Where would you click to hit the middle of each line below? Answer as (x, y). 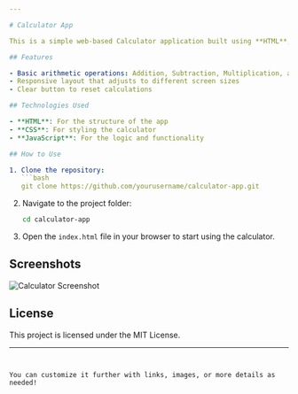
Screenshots (45, 264)
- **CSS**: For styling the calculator (83, 129)
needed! (24, 382)
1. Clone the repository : (57, 170)
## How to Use (35, 154)
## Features (31, 57)
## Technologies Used (49, 106)
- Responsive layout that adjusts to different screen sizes (125, 81)
